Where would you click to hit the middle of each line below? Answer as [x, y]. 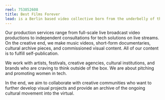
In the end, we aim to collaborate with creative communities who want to [78, 83]
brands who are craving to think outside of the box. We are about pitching [80, 68]
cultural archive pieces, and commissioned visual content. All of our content [82, 48]
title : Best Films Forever [33, 14]
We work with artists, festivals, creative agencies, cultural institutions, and [80, 63]
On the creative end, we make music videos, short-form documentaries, [78, 43]
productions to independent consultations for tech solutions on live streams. [82, 38]
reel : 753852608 [22, 10]
